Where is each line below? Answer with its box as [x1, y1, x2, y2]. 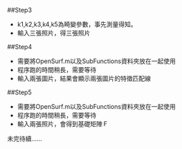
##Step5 [7, 88, 33, 96]
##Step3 [7, 6, 33, 14]
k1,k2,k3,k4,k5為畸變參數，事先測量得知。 [17, 20, 137, 28]
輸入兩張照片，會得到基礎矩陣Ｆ [17, 120, 109, 128]
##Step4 [7, 43, 33, 51]
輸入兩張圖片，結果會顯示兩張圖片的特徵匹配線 [17, 74, 151, 82]
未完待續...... [7, 134, 43, 143]
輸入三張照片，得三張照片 [17, 29, 91, 37]
